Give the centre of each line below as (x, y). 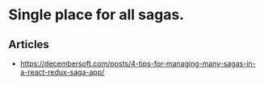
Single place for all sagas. (96, 15)
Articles (29, 45)
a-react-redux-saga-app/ (62, 72)
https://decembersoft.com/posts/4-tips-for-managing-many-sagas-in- (138, 63)
